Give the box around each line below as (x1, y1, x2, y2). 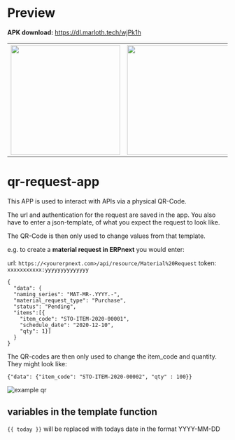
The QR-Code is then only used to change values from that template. (7, 232, 206, 240)
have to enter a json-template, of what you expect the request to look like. (7, 218, 220, 226)
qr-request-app (7, 174, 100, 190)
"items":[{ (13, 309, 45, 316)
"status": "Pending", (13, 303, 77, 310)
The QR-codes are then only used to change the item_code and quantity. (7, 352, 217, 361)
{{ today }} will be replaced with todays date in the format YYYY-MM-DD (7, 425, 220, 433)
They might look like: (7, 359, 68, 368)
